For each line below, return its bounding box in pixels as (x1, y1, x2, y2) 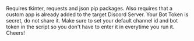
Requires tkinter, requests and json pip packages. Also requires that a (6, 5, 173, 12)
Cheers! (6, 29, 25, 36)
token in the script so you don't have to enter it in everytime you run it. (6, 23, 175, 30)
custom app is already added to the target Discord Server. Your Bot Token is (6, 11, 189, 18)
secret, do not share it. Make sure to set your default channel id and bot (6, 17, 178, 24)
